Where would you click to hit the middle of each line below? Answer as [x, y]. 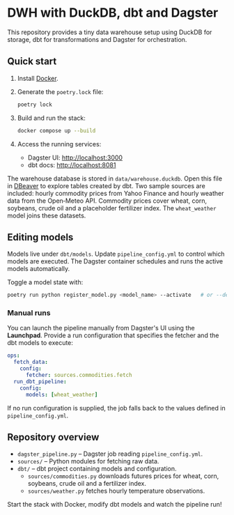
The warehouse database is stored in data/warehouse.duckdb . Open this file [115, 178]
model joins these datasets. [47, 215]
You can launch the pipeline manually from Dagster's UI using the [101, 328]
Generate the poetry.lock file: [60, 91]
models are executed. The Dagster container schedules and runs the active [115, 261]
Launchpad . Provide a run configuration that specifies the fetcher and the [113, 335]
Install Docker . [38, 78]
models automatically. [39, 269]
